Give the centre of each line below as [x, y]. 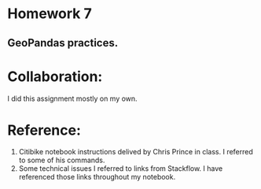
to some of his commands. [62, 160]
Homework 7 [50, 14]
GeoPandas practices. [63, 43]
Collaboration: [55, 76]
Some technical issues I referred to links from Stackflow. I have [121, 169]
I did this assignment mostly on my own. [73, 98]
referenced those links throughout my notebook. [97, 177]
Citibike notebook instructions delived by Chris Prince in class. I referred [136, 152]
